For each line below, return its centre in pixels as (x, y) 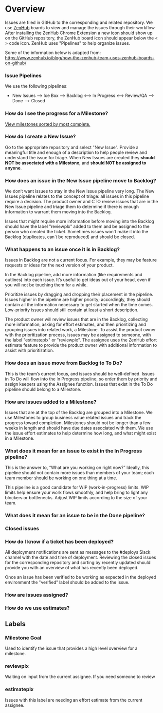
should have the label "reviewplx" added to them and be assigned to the (77, 226)
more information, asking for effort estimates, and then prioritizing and (75, 324)
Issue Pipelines (23, 75)
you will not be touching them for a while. (46, 285)
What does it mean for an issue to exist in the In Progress (73, 450)
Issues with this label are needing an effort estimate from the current (74, 700)
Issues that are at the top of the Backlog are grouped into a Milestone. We (79, 413)
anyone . (13, 168)
